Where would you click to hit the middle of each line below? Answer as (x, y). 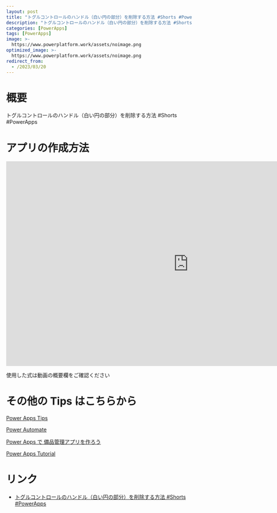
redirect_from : (25, 61)
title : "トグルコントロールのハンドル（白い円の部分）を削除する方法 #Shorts (91, 17)
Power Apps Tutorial (31, 454)
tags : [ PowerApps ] (29, 34)
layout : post (22, 12)
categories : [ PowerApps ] (37, 28)
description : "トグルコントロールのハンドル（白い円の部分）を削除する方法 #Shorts (99, 23)
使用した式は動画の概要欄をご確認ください (58, 375)
